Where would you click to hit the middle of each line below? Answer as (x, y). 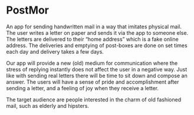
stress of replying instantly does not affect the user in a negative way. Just (97, 69)
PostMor (27, 10)
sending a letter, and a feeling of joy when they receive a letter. (83, 88)
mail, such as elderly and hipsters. (48, 106)
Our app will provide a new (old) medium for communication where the (92, 63)
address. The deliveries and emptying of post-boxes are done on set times (97, 45)
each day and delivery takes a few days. (55, 51)
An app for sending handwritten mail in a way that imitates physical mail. (94, 27)
